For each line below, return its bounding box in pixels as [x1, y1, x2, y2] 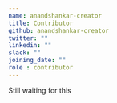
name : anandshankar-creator [8, 11, 103, 20]
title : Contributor [8, 19, 74, 27]
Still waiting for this [8, 85, 72, 95]
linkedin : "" [8, 42, 52, 50]
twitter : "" [8, 34, 48, 42]
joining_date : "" [8, 57, 67, 65]
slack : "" [8, 49, 42, 57]
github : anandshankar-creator [8, 26, 110, 34]
